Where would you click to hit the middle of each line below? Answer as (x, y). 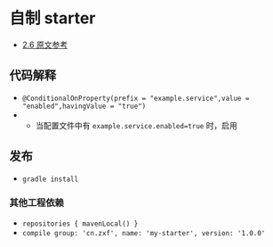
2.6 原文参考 (45, 45)
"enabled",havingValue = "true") (84, 106)
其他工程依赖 (37, 203)
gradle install (50, 179)
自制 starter (52, 18)
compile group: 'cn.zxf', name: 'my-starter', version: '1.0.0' (144, 233)
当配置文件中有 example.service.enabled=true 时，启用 (136, 125)
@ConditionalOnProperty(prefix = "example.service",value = (136, 98)
